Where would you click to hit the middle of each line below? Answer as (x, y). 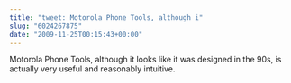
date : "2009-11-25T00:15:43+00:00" (76, 34)
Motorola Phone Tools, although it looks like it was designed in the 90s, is (145, 60)
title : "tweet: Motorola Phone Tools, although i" (106, 17)
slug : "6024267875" (46, 26)
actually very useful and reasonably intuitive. (92, 69)
